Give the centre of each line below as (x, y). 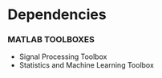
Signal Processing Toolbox (63, 57)
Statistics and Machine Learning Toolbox (86, 65)
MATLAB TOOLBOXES (51, 40)
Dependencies (57, 15)
